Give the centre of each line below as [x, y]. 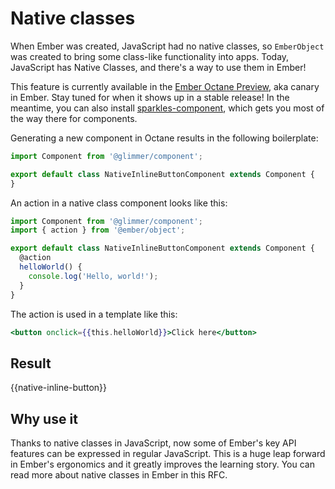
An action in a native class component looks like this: [119, 203]
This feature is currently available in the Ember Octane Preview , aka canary [165, 86]
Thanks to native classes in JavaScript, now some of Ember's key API [153, 443]
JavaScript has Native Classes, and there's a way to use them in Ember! [158, 67]
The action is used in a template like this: [94, 314]
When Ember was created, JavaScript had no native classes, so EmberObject [167, 46]
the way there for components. [74, 118]
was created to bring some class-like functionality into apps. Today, [150, 56]
